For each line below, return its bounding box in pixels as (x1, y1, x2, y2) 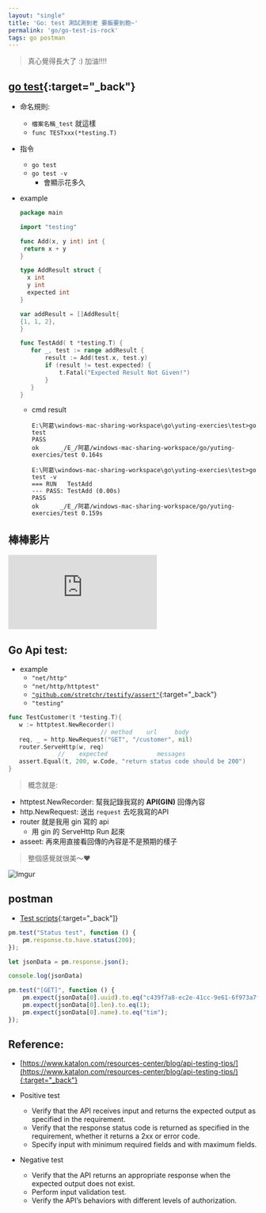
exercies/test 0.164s (31, 451, 103, 460)
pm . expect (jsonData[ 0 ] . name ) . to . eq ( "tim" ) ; (22, 1008, 169, 1017)
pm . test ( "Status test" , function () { (8, 929, 136, 936)
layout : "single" (8, 11, 66, 20)
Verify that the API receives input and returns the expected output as (31, 1106, 256, 1116)
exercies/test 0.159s (31, 509, 103, 517)
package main (19, 209, 63, 217)
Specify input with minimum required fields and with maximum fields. (31, 1140, 257, 1150)
